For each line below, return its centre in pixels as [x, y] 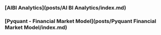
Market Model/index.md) [36, 27]
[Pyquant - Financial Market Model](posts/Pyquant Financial [80, 21]
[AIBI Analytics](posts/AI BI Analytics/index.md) [66, 7]
